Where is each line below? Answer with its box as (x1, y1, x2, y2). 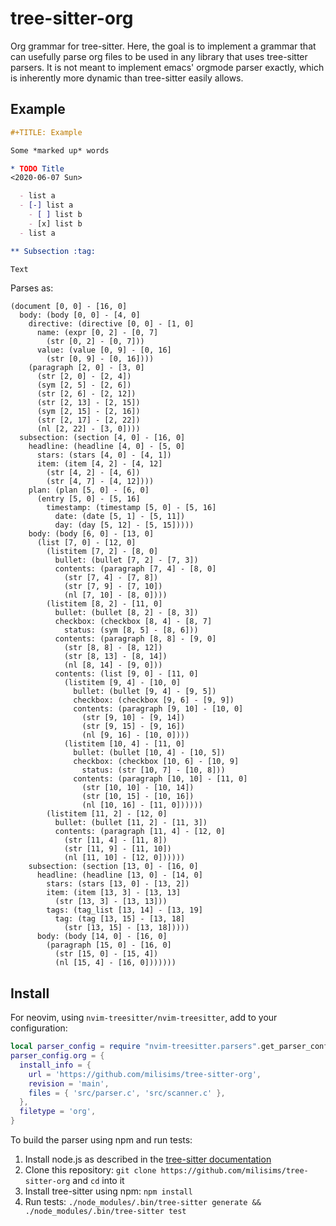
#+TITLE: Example (10, 127, 83, 137)
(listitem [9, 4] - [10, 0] (63, 678, 182, 688)
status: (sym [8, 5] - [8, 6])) (63, 625, 199, 636)
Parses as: (10, 282, 54, 294)
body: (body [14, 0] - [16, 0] (36, 932, 168, 942)
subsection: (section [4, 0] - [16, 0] (19, 433, 186, 443)
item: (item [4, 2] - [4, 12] (36, 459, 163, 469)
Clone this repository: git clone (24, 1164, 157, 1176)
